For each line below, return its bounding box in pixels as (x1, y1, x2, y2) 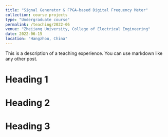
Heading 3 (5, 121, 50, 132)
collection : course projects (5, 12, 68, 17)
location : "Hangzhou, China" (5, 36, 68, 42)
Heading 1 (5, 74, 49, 85)
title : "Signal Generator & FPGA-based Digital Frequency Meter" (5, 7, 148, 13)
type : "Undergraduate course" (5, 17, 70, 22)
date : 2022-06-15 (5, 31, 43, 36)
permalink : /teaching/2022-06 (5, 22, 70, 27)
